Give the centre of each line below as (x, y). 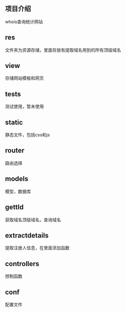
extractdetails (27, 235)
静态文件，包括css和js (27, 135)
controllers (22, 263)
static (14, 122)
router (15, 151)
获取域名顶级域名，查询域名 (33, 220)
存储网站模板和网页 (25, 78)
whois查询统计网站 (24, 22)
